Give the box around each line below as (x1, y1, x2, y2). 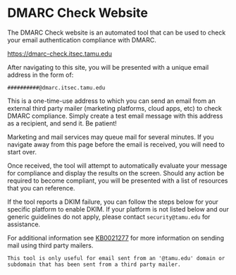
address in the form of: (7, 71, 74, 79)
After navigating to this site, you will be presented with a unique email (7, 63, 209, 71)
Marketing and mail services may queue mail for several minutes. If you (7, 133, 214, 141)
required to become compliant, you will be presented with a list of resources (7, 176, 228, 185)
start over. (7, 147, 37, 156)
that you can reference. (7, 183, 75, 192)
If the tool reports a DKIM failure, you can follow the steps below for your (7, 197, 218, 206)
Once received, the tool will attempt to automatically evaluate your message (7, 161, 228, 170)
